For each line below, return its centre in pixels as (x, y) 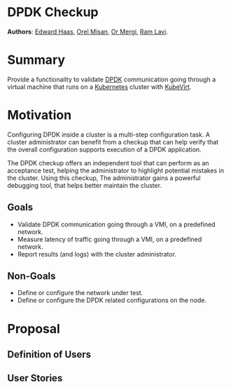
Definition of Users (49, 355)
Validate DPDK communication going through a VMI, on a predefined (116, 224)
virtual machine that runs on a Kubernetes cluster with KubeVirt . (99, 87)
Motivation (40, 115)
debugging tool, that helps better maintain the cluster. (85, 185)
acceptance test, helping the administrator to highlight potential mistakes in (116, 170)
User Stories (35, 378)
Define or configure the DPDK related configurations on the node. (112, 300)
